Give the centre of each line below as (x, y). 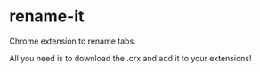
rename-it (47, 16)
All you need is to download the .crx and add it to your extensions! (130, 58)
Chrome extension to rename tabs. (73, 41)
